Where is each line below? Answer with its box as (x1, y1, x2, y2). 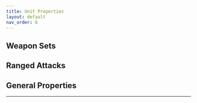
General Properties (6, 80, 77, 90)
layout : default (6, 14, 46, 20)
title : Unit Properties (6, 8, 64, 15)
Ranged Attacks (6, 61, 66, 70)
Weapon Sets (6, 41, 56, 51)
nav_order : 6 (6, 19, 38, 25)
